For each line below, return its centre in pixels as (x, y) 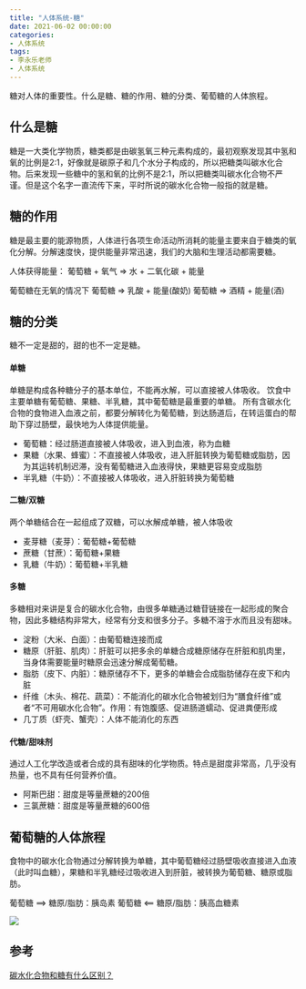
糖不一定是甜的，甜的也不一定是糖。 (77, 345)
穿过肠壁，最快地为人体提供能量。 (89, 423)
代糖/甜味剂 (31, 741)
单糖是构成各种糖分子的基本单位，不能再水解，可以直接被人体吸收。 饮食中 (150, 390)
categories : (32, 35)
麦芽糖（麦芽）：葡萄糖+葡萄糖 (79, 541)
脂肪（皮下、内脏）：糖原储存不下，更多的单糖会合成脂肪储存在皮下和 (152, 673)
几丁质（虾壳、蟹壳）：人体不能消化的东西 (101, 719)
